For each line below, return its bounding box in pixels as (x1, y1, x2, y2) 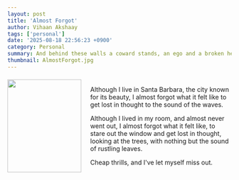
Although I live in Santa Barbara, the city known (90, 85, 230, 93)
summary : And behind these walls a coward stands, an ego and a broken (7, 51, 224, 58)
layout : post (7, 10, 46, 18)
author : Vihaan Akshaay (7, 23, 78, 31)
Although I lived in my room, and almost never (90, 114, 225, 122)
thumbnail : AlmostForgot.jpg (7, 57, 94, 64)
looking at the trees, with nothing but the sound (90, 137, 229, 145)
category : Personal (7, 43, 65, 51)
